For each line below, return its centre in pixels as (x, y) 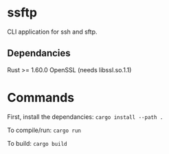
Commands (41, 97)
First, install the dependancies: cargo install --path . (85, 117)
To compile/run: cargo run (44, 130)
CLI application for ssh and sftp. (52, 32)
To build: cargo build (37, 143)
